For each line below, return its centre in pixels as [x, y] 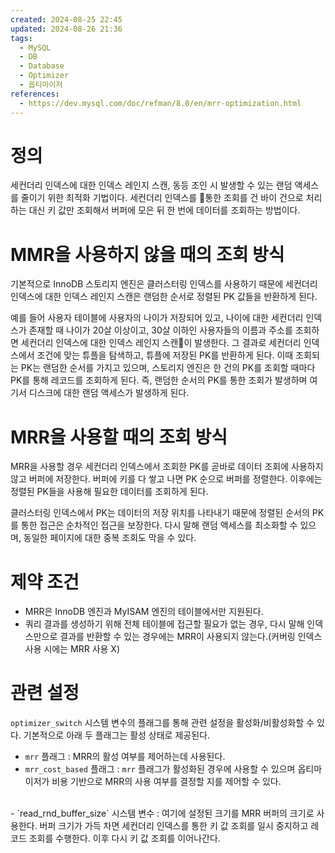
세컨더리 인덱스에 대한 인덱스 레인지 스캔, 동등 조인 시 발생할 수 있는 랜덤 [151, 185]
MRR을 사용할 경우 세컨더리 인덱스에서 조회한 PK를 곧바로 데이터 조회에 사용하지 [167, 467]
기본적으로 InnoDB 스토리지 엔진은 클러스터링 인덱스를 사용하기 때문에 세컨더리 [164, 284]
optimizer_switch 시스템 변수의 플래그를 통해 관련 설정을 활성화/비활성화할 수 [162, 723]
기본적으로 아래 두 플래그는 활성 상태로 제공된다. [116, 735]
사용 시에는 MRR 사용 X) [72, 649]
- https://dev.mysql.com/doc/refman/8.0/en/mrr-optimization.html [160, 103]
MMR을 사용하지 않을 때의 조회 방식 [147, 254]
